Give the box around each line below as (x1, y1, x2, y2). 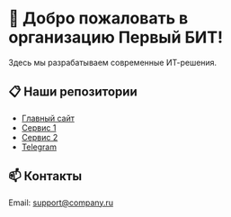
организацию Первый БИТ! (8, 27, 224, 48)
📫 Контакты (8, 168, 83, 184)
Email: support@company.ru (8, 197, 114, 208)
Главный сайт (21, 113, 76, 123)
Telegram (21, 141, 58, 152)
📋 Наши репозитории (8, 85, 138, 100)
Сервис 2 (21, 131, 58, 142)
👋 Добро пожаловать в (8, 8, 189, 29)
